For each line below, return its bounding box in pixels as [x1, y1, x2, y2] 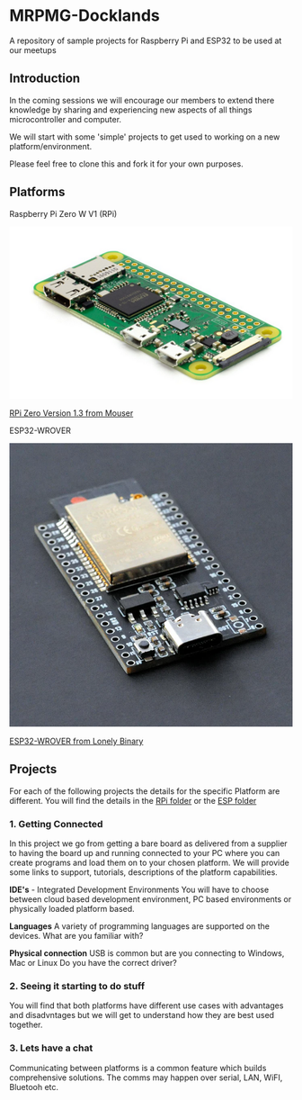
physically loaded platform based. [9, 904, 135, 915]
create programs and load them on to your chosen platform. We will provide [9, 857, 289, 869]
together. [9, 1019, 43, 1031]
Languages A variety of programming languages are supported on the [9, 921, 271, 932]
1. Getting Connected [9, 817, 103, 830]
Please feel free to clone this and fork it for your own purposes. [9, 158, 244, 169]
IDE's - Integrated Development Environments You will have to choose [9, 884, 270, 896]
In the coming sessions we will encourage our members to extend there [9, 95, 275, 105]
